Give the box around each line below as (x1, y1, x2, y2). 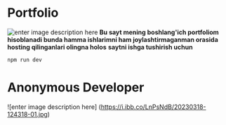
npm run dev (7, 56, 42, 64)
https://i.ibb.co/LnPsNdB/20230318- (100, 103, 206, 111)
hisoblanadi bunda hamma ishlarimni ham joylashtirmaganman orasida (7, 35, 219, 43)
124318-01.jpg (7, 110, 48, 118)
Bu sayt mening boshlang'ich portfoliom (99, 28, 219, 36)
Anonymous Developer (7, 80, 145, 96)
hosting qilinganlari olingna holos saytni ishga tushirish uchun (7, 43, 193, 51)
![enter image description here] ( (7, 103, 102, 111)
